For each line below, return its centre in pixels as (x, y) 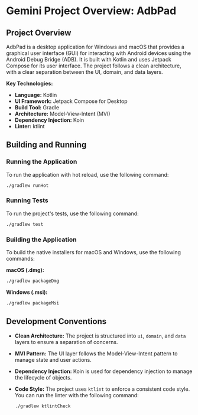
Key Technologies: (30, 83)
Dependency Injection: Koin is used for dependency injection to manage (103, 371)
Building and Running (46, 145)
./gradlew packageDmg (33, 281)
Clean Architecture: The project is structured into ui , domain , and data (100, 336)
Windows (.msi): (27, 292)
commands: (21, 259)
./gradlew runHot (27, 185)
